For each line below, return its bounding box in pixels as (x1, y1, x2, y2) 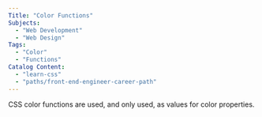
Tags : (8, 41, 26, 49)
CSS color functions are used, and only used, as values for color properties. (8, 100, 255, 109)
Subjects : (8, 19, 41, 27)
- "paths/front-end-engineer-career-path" (15, 77, 157, 85)
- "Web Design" (15, 33, 65, 42)
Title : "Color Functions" (8, 11, 93, 20)
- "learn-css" (15, 70, 62, 78)
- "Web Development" (15, 26, 83, 34)
